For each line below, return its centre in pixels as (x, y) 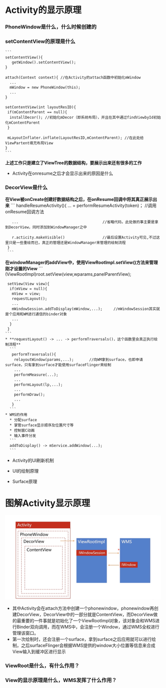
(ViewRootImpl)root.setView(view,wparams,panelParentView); (68, 274)
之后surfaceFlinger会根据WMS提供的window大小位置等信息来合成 (88, 645)
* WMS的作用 (16, 415)
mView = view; (26, 294)
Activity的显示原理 (43, 10)
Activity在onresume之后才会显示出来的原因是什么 (63, 173)
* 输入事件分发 (23, 436)
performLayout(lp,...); (39, 385)
